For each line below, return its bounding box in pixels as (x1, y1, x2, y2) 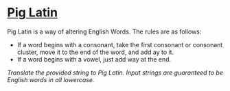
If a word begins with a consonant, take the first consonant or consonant (16, 40, 223, 49)
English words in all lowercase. (7, 75, 95, 83)
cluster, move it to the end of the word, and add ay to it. (16, 48, 174, 56)
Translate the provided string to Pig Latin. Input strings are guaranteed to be (7, 68, 223, 77)
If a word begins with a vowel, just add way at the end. (16, 55, 172, 63)
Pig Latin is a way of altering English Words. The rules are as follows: (7, 27, 202, 36)
